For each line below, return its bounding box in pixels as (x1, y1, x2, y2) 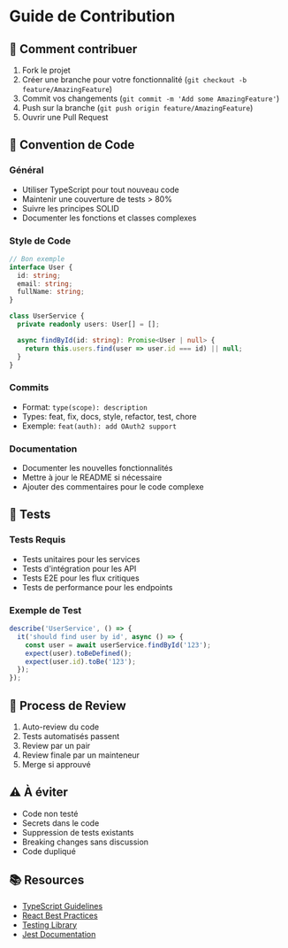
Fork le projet (21, 65, 71, 75)
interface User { (9, 263, 73, 272)
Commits (9, 382, 49, 394)
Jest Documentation (21, 929, 96, 939)
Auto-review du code (21, 721, 100, 732)
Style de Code (9, 235, 72, 247)
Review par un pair (21, 741, 91, 751)
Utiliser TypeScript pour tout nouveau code (21, 184, 179, 195)
